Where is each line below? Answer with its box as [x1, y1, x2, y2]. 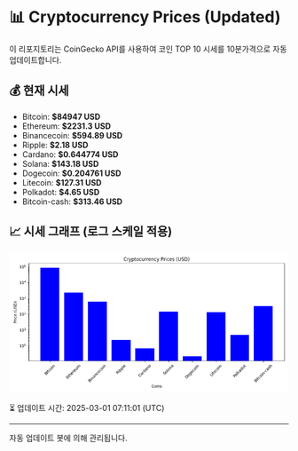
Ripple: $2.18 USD [21, 139, 89, 150]
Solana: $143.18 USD [21, 158, 99, 169]
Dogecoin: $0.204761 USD [21, 168, 122, 178]
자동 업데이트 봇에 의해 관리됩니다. [9, 432, 128, 443]
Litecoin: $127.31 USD [21, 177, 102, 187]
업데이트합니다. [9, 54, 62, 65]
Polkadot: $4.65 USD [21, 186, 100, 197]
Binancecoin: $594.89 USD [21, 130, 123, 140]
